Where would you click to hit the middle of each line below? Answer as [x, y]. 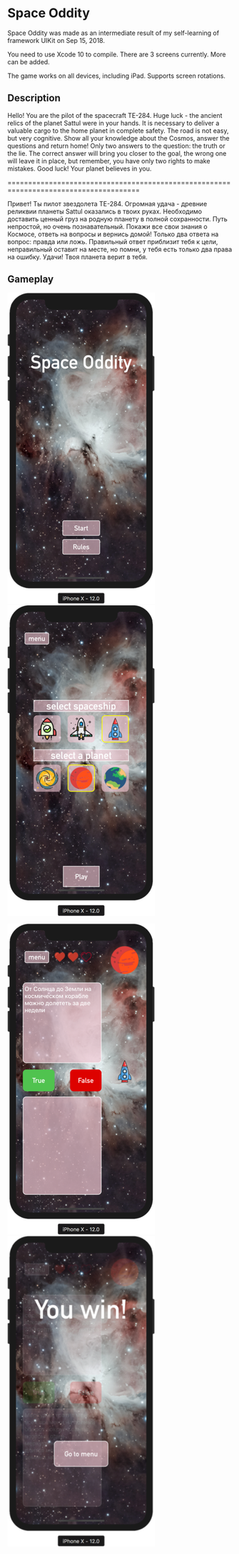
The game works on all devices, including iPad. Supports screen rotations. [117, 76]
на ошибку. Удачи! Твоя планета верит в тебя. [77, 257]
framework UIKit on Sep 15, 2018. [56, 40]
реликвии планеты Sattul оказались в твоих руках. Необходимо [105, 211]
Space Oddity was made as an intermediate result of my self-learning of [113, 33]
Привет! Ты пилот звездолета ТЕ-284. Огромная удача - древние [107, 203]
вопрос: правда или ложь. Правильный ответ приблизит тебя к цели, [113, 241]
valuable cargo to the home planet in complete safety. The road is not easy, [118, 131]
